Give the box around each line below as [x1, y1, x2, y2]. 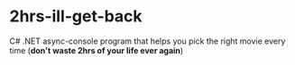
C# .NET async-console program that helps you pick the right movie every [9, 36, 286, 46]
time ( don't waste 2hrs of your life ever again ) [9, 45, 184, 55]
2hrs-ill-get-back [9, 6, 143, 27]
